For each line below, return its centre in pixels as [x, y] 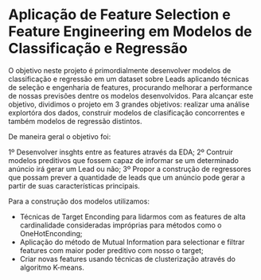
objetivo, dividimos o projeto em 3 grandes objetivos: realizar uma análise [129, 104]
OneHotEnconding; [51, 233]
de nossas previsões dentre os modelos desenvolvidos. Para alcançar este [131, 95]
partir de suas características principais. [74, 185]
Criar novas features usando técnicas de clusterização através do [128, 259]
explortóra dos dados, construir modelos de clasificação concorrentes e [127, 112]
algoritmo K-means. [52, 267]
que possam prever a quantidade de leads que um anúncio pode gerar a [127, 177]
